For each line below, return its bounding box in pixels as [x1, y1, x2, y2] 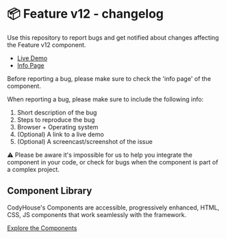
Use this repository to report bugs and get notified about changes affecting [7, 33, 219, 42]
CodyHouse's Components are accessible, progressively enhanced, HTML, [7, 203, 220, 212]
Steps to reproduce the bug [16, 115, 95, 124]
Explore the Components [7, 224, 77, 232]
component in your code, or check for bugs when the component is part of [7, 158, 218, 166]
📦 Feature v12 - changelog [7, 6, 164, 22]
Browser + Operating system [16, 123, 99, 131]
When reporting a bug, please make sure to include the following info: [7, 95, 204, 103]
